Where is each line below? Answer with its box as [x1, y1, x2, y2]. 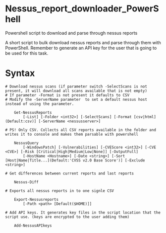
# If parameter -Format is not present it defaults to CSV [5, 92, 130, 97]
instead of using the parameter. [5, 101, 74, 106]
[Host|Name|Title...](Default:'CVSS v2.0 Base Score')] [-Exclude [5, 157, 145, 163]
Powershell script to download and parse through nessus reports [5, 30, 138, 36]
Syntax [5, 68, 35, 79]
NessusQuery [14, 140, 39, 146]
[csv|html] [133, 114, 156, 119]
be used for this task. [5, 50, 49, 56]
